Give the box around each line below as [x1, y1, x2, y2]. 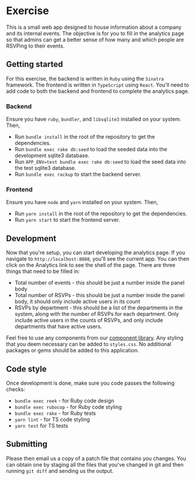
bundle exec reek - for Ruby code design [14, 397, 115, 404]
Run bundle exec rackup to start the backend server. [14, 171, 142, 178]
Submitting [6, 439, 48, 449]
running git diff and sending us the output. [6, 467, 114, 474]
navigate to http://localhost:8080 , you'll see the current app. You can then [6, 255, 190, 262]
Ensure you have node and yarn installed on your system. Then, [6, 199, 159, 206]
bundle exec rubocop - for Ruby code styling [14, 403, 122, 410]
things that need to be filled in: [6, 268, 80, 275]
